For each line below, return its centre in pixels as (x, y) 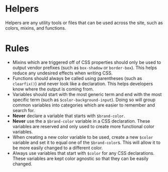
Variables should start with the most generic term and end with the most (87, 94)
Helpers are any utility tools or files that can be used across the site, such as (84, 23)
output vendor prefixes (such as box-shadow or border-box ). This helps (85, 67)
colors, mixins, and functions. (36, 28)
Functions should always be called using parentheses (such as (77, 78)
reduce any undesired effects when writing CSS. (62, 73)
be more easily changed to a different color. (57, 148)
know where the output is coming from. (53, 89)
